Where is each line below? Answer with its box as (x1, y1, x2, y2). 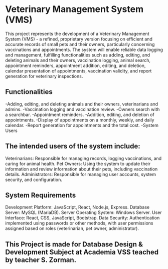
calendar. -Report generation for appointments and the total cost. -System (5, 122, 159, 128)
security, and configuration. (5, 176, 63, 182)
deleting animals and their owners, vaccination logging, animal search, (5, 57, 151, 63)
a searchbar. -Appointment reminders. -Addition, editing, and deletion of (5, 111, 154, 117)
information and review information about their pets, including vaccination (5, 166, 158, 172)
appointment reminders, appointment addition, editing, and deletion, (5, 62, 146, 68)
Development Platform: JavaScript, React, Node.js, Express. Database (5, 204, 150, 210)
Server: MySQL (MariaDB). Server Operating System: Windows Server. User (5, 209, 162, 215)
